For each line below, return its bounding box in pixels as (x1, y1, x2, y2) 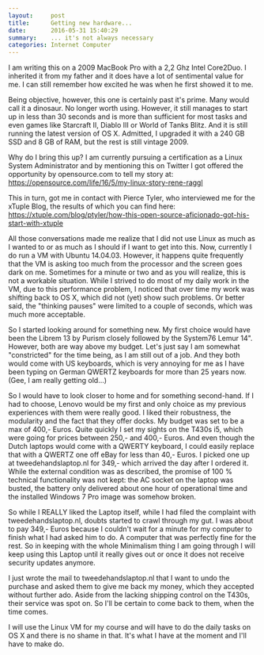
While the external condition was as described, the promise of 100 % (8, 467, 233, 477)
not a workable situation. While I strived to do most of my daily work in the (8, 276, 250, 285)
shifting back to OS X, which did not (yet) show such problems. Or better (8, 293, 245, 302)
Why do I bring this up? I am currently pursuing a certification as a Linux (8, 152, 243, 163)
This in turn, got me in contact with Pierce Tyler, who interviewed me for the (8, 193, 255, 203)
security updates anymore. (8, 558, 96, 568)
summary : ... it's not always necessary (8, 33, 154, 42)
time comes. (8, 607, 49, 617)
